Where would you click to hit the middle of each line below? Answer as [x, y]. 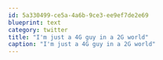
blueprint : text [34, 23]
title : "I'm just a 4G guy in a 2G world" [78, 37]
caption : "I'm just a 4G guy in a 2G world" [82, 44]
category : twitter [38, 30]
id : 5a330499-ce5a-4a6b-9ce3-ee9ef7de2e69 [78, 15]
